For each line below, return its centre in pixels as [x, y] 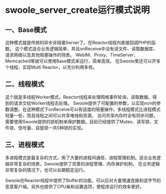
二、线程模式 [25, 84]
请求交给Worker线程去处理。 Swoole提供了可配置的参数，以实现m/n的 [85, 103]
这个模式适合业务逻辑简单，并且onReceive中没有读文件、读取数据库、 [86, 49]
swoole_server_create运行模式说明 [78, 10]
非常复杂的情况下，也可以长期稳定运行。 [46, 170]
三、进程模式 [25, 145]
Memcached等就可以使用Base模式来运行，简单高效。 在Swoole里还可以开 [81, 61]
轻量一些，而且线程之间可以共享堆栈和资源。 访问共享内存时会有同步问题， [82, 115]
